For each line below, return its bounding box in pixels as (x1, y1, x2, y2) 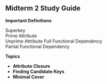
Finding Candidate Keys (12, 68, 65, 74)
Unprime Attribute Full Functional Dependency (5, 38, 102, 44)
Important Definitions (5, 17, 52, 23)
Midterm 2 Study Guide (5, 4, 81, 13)
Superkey (5, 27, 25, 33)
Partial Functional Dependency (5, 43, 70, 50)
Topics (5, 53, 20, 59)
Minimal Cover (12, 73, 45, 80)
